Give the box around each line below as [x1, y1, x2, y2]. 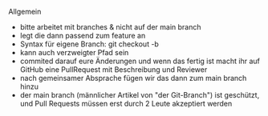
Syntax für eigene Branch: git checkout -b [19, 39, 159, 49]
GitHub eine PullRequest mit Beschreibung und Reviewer [19, 65, 208, 74]
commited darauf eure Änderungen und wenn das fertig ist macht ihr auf [19, 56, 261, 66]
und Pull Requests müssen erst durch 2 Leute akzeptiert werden [19, 99, 233, 108]
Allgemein [8, 7, 42, 16]
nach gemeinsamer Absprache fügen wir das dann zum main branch [19, 74, 247, 82]
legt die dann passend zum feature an [19, 31, 146, 40]
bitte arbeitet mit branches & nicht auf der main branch [19, 22, 201, 31]
